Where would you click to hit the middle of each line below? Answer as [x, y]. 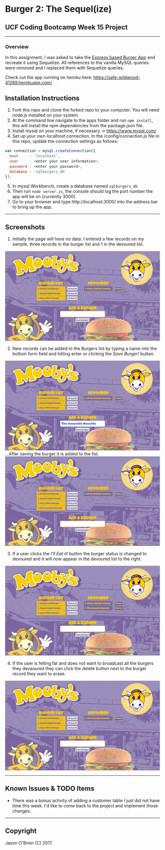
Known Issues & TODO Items [50, 789]
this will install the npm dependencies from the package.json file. [78, 126]
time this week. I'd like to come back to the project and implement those [85, 806]
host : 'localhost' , [35, 156]
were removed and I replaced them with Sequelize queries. [65, 68]
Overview [17, 47]
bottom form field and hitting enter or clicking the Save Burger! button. [83, 354]
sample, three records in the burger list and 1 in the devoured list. [78, 244]
